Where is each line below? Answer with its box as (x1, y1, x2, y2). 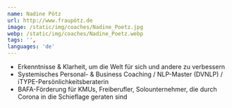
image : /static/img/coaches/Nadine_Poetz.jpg (7, 23, 143, 30)
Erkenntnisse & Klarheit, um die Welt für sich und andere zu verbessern (17, 63, 226, 71)
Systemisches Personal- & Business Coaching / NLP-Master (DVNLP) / (17, 70, 224, 78)
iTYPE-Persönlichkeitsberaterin (17, 78, 109, 85)
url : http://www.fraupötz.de (7, 17, 93, 24)
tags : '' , (7, 37, 37, 44)
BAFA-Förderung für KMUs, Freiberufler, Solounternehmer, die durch (17, 85, 217, 93)
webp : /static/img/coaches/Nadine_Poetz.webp (7, 30, 143, 37)
